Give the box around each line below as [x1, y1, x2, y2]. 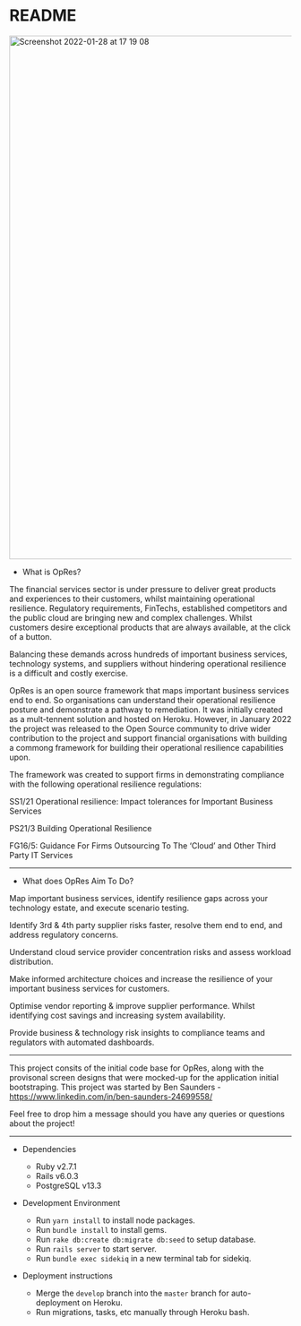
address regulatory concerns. [9, 929, 119, 940]
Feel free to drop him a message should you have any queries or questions [9, 1108, 285, 1119]
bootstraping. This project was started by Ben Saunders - [9, 1081, 221, 1092]
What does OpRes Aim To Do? [21, 875, 134, 886]
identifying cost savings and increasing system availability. [9, 1010, 226, 1020]
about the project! [9, 1117, 75, 1129]
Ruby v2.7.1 [35, 1161, 77, 1172]
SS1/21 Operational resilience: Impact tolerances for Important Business [9, 796, 273, 806]
